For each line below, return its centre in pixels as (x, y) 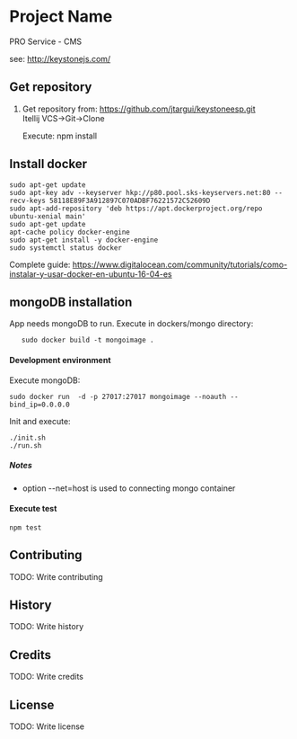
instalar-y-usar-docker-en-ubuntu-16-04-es (91, 274)
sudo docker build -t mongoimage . (87, 340)
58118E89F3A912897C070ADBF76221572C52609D (130, 200)
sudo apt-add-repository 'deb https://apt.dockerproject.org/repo (136, 209)
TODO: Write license (47, 726)
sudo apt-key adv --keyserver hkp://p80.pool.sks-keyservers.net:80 (140, 192)
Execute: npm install (59, 136)
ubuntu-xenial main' (48, 216)
